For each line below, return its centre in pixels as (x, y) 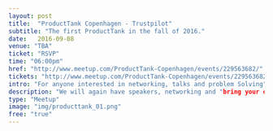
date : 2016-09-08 (41, 39)
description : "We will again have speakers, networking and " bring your (134, 92)
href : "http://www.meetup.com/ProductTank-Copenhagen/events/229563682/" (136, 69)
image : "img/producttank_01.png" (65, 107)
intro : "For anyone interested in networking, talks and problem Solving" (138, 84)
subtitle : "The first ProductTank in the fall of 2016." (107, 31)
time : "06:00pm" (36, 62)
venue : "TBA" (30, 46)
